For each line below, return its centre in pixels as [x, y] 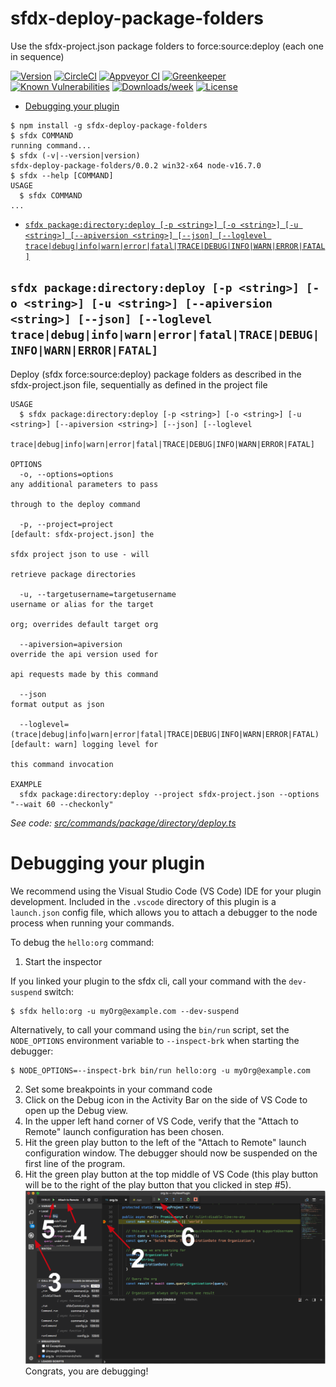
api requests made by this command [84, 674]
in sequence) [37, 56]
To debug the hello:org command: [82, 942]
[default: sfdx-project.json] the [82, 534]
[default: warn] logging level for [84, 744]
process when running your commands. [92, 923]
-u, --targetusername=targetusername [98, 594]
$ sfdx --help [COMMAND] [62, 175]
